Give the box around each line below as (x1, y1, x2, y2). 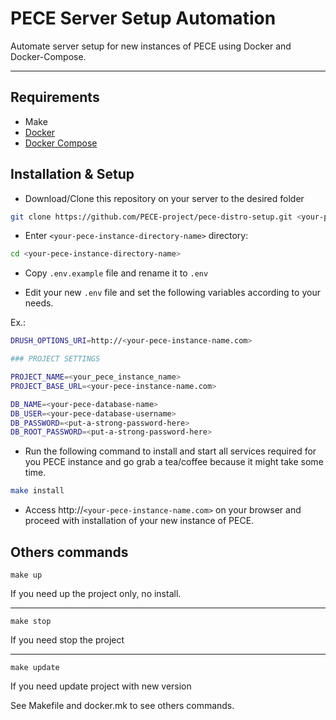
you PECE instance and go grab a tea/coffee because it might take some (24, 456, 324, 468)
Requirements (10, 89, 100, 106)
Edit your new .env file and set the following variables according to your (24, 287, 321, 299)
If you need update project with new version (10, 680, 192, 692)
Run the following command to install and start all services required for (24, 445, 317, 457)
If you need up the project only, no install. (10, 588, 182, 599)
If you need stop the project (10, 634, 125, 646)
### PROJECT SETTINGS (10, 354, 101, 364)
